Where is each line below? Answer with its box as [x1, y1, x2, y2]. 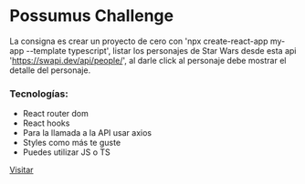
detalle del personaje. [9, 65, 91, 76]
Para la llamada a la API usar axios [22, 128, 152, 138]
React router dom [22, 108, 89, 119]
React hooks [22, 118, 70, 128]
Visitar [9, 165, 34, 176]
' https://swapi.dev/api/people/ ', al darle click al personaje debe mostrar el [9, 55, 287, 66]
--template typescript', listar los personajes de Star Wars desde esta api [26, 45, 297, 56]
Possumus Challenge [9, 5, 174, 26]
